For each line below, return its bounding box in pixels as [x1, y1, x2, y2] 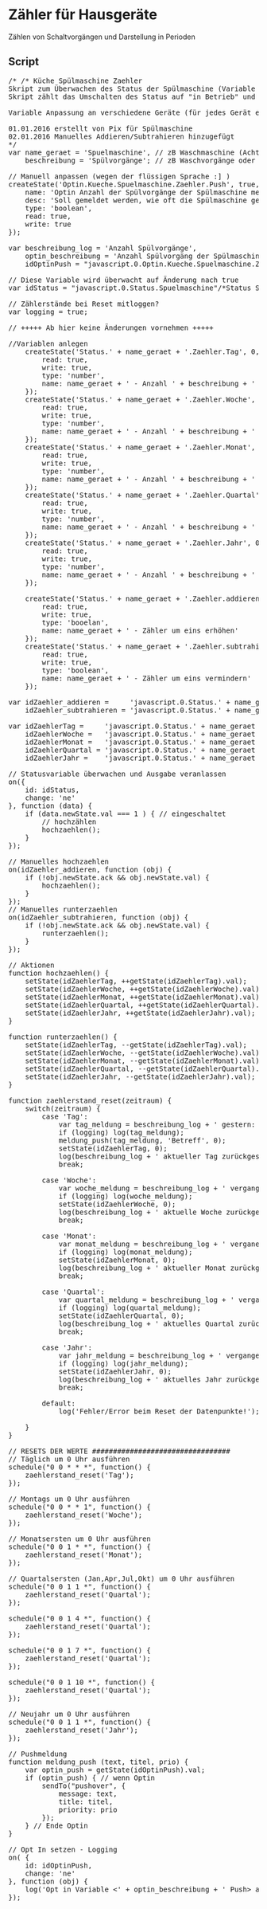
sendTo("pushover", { [41, 1781, 126, 1790]
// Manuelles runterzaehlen [8, 904, 118, 914]
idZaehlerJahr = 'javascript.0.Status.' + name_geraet [25, 753, 256, 762]
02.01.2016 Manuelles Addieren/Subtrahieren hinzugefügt [8, 131, 235, 141]
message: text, [58, 1789, 118, 1798]
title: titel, [58, 1797, 114, 1806]
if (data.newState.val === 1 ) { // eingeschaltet [25, 809, 226, 818]
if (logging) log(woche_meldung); [58, 1191, 193, 1201]
